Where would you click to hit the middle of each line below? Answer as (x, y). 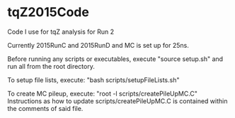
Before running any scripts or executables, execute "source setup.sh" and (115, 59)
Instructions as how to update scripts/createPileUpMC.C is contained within (117, 101)
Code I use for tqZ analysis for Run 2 (61, 32)
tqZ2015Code (48, 12)
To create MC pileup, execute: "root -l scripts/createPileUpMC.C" (103, 93)
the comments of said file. (45, 108)
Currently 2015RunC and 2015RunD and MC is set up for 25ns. (98, 45)
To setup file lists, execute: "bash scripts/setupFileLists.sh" (93, 80)
